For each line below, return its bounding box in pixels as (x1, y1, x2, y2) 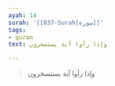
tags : (8, 26, 26, 34)
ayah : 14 (8, 11, 37, 20)
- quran (8, 33, 34, 41)
